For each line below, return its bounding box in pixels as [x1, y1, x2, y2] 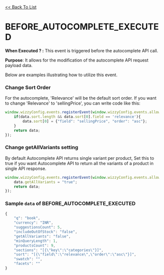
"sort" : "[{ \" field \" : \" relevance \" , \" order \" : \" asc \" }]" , [14, 252, 137, 257]
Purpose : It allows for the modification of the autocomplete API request [5, 57, 149, 63]
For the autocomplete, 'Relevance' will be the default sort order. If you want [5, 95, 157, 101]
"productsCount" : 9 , [14, 243, 56, 248]
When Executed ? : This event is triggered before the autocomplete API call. [5, 47, 159, 53]
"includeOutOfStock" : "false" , [14, 230, 78, 234]
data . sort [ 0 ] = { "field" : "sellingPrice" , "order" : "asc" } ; [22, 119, 147, 124]
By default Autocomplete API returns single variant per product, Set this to [5, 155, 155, 161]
